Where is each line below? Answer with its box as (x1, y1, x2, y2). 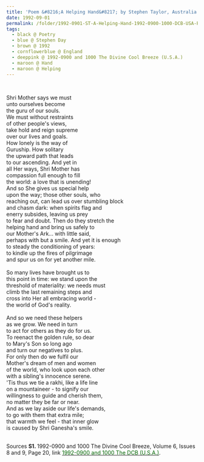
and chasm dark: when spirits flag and (6, 204, 102, 211)
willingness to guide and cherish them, (6, 392, 103, 399)
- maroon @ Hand (12, 60, 53, 66)
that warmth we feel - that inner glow (6, 418, 99, 425)
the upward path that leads (6, 152, 74, 160)
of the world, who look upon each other (6, 366, 105, 374)
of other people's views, (6, 120, 67, 127)
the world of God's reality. (6, 301, 72, 308)
